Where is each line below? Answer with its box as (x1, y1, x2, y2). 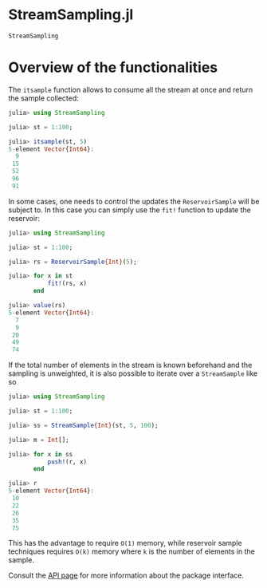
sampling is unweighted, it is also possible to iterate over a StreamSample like (8, 369, 257, 378)
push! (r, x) (47, 457, 88, 466)
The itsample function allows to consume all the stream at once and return (8, 85, 253, 94)
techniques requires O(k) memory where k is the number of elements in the (8, 547, 255, 556)
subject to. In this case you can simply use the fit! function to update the (8, 205, 251, 215)
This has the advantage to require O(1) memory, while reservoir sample (8, 539, 242, 548)
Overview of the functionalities (8, 58, 218, 77)
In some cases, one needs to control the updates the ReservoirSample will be (8, 196, 260, 206)
